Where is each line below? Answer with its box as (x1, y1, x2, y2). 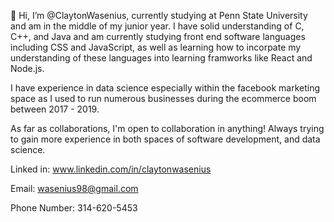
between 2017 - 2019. (10, 103, 100, 115)
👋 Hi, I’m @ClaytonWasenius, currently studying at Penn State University (10, 10, 308, 21)
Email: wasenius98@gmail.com (10, 183, 139, 194)
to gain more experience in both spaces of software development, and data (10, 133, 321, 145)
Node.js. (10, 63, 45, 74)
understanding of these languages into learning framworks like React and (10, 52, 313, 64)
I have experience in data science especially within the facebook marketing (10, 82, 321, 94)
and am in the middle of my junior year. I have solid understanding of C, (10, 20, 305, 32)
